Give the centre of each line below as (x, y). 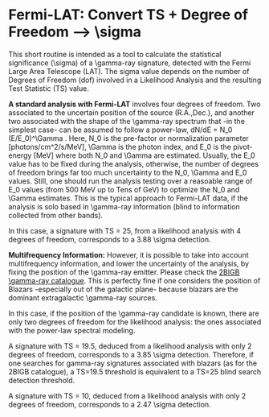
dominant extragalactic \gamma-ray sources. (83, 297)
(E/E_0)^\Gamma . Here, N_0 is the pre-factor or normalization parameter (128, 138)
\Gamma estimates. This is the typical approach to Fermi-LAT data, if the (128, 198)
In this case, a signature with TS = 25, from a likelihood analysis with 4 (124, 230)
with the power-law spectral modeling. (72, 330)
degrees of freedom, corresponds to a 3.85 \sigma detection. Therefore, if (131, 354)
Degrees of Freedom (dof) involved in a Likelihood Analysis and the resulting (135, 80)
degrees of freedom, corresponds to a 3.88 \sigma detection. (110, 239)
